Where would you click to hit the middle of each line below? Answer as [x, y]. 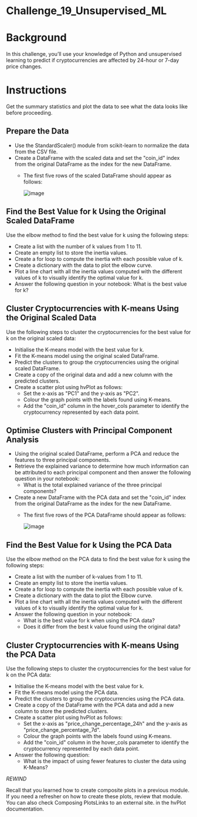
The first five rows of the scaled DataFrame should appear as [97, 175]
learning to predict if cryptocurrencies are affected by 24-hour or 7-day [93, 61]
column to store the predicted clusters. [61, 711]
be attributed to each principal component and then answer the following [103, 473]
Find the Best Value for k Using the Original [86, 212]
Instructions [36, 90]
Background [36, 38]
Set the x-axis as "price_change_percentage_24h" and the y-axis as [105, 724]
